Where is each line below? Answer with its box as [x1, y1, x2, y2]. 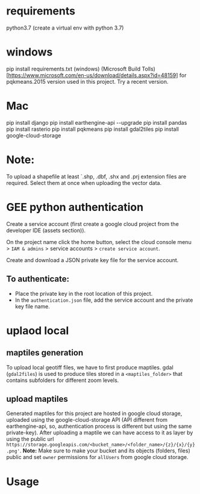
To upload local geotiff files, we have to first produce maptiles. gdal [6, 363, 173, 371]
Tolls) [142, 65, 155, 72]
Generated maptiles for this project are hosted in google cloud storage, [6, 410, 183, 417]
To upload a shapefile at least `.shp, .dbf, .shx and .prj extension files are [6, 173, 187, 180]
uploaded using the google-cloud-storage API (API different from [6, 416, 167, 424]
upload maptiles [6, 393, 68, 404]
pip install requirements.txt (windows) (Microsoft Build [6, 65, 141, 72]
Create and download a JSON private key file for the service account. [6, 256, 179, 263]
